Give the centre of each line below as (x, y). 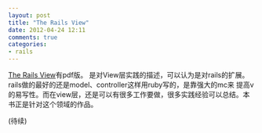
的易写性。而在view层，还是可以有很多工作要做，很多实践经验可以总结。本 (129, 94)
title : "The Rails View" (49, 23)
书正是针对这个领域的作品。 (53, 104)
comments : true (33, 37)
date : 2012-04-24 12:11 (47, 30)
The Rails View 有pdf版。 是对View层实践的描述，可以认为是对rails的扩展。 (129, 75)
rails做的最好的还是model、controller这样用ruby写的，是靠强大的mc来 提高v (131, 84)
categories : (27, 45)
